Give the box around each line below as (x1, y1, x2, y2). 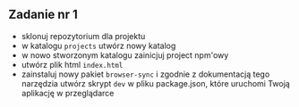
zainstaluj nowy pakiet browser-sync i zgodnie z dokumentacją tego (21, 69, 270, 79)
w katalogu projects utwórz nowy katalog (21, 40, 176, 51)
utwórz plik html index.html (21, 59, 124, 70)
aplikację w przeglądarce (21, 87, 115, 98)
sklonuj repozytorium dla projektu (21, 30, 146, 41)
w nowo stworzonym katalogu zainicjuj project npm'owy (21, 49, 229, 61)
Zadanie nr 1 (8, 7, 78, 22)
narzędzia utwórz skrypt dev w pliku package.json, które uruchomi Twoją (21, 78, 290, 88)
